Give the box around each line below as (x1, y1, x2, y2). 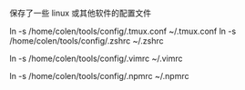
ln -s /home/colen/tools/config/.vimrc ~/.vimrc (9, 53, 184, 65)
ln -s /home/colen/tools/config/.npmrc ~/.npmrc (9, 71, 189, 82)
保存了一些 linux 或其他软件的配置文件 (9, 7, 152, 19)
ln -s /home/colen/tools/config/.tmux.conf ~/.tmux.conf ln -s (9, 25, 237, 37)
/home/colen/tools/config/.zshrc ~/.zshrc (9, 35, 164, 46)
